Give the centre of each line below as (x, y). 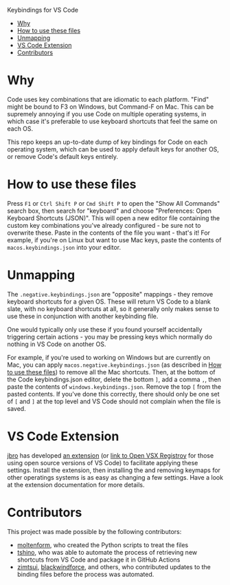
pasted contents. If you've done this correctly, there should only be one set (113, 394)
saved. (16, 408)
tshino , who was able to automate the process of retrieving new (107, 552)
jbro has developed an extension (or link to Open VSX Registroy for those (111, 455)
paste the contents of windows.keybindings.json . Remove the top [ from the (114, 386)
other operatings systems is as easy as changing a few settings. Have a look (115, 477)
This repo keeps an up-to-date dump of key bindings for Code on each (107, 142)
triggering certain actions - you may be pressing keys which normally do (110, 337)
